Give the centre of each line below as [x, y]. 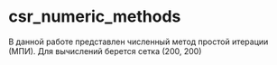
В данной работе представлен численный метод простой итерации [138, 42]
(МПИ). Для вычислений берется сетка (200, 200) [105, 51]
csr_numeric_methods [95, 17]
